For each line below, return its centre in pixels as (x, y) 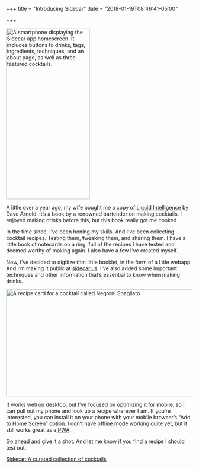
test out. (16, 448)
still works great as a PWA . (39, 430)
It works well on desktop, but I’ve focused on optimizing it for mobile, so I (95, 404)
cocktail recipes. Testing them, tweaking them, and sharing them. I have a (96, 238)
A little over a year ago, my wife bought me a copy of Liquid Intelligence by (97, 208)
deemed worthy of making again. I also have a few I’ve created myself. (92, 251)
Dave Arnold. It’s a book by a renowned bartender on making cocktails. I (94, 214)
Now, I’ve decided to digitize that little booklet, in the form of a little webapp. (99, 262)
